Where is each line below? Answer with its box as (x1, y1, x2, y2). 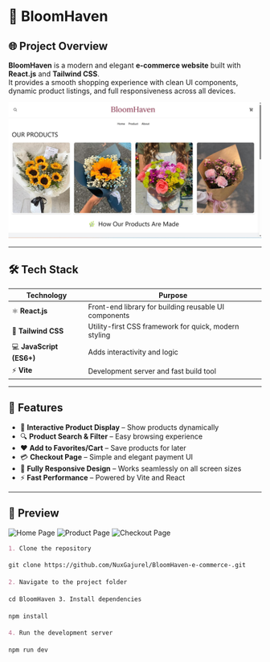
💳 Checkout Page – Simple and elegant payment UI (19, 452, 194, 461)
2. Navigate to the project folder (8, 578, 128, 586)
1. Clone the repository (8, 544, 92, 553)
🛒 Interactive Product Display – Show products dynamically (19, 422, 219, 432)
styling (88, 330, 111, 340)
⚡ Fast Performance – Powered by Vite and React (19, 472, 186, 482)
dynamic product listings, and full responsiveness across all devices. (8, 86, 236, 96)
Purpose (158, 290, 188, 300)
